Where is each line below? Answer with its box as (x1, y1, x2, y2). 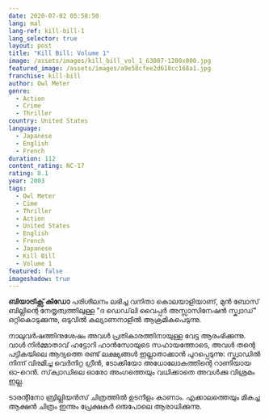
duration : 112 (8, 154, 57, 162)
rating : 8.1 (8, 170, 48, 178)
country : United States (8, 117, 89, 125)
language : (8, 124, 42, 132)
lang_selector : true (8, 34, 78, 43)
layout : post (8, 42, 53, 50)
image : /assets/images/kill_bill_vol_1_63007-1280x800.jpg (8, 57, 212, 65)
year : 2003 (8, 177, 45, 186)
